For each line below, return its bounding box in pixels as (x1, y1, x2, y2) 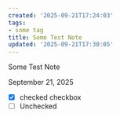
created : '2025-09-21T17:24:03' (8, 11, 114, 20)
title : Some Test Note (8, 33, 82, 42)
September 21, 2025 (8, 78, 74, 87)
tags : (8, 19, 26, 27)
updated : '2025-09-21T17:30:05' (8, 41, 114, 49)
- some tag (8, 26, 44, 34)
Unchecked (19, 101, 57, 111)
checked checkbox (19, 93, 82, 102)
